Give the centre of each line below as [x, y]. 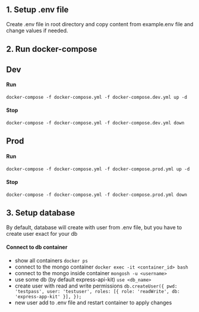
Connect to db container [37, 247]
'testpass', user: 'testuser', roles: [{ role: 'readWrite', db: [97, 291]
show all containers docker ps [51, 260]
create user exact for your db [42, 233]
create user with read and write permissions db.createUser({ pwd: [96, 286]
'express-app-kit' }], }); [48, 297]
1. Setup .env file [37, 10]
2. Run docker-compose [52, 49]
